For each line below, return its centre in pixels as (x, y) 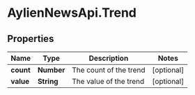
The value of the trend (108, 81)
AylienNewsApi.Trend (72, 13)
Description (109, 58)
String (48, 81)
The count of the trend (109, 70)
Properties (31, 39)
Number (51, 70)
